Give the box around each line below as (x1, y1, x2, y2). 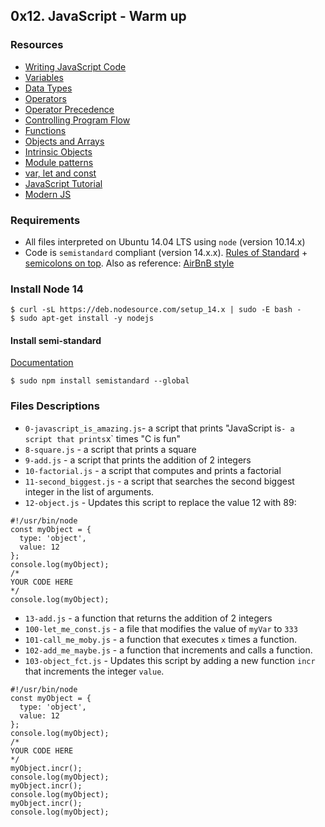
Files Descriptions (10, 399, 100, 413)
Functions (24, 124, 67, 136)
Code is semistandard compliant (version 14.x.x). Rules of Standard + (24, 246, 308, 258)
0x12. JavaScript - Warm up (10, 8, 187, 25)
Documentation (10, 357, 74, 369)
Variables (24, 71, 64, 83)
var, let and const (24, 167, 97, 179)
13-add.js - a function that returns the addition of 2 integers (24, 612, 273, 624)
